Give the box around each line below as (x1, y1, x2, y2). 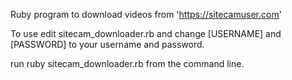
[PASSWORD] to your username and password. (10, 39, 205, 50)
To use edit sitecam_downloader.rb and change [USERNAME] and (10, 28, 282, 39)
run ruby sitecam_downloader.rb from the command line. (10, 58, 245, 69)
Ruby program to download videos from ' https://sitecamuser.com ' (10, 9, 282, 20)
